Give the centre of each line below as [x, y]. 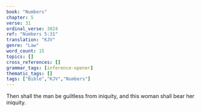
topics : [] [20, 57]
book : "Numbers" [27, 12]
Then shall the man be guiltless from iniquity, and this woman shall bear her [100, 96]
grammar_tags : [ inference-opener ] [50, 68]
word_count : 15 [25, 51]
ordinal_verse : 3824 [32, 29]
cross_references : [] [34, 62]
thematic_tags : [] [29, 73]
